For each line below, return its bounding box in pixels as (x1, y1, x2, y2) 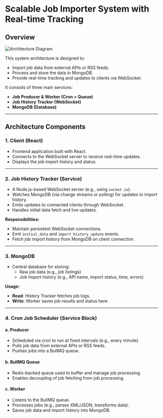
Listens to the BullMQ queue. (12, 397, 70, 402)
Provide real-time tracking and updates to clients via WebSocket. (12, 75, 142, 81)
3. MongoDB (5, 252, 35, 259)
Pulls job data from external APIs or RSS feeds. (12, 343, 106, 349)
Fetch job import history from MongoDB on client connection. (12, 236, 135, 242)
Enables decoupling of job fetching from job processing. (12, 375, 125, 381)
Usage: (5, 284, 20, 289)
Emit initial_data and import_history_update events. (12, 231, 120, 236)
